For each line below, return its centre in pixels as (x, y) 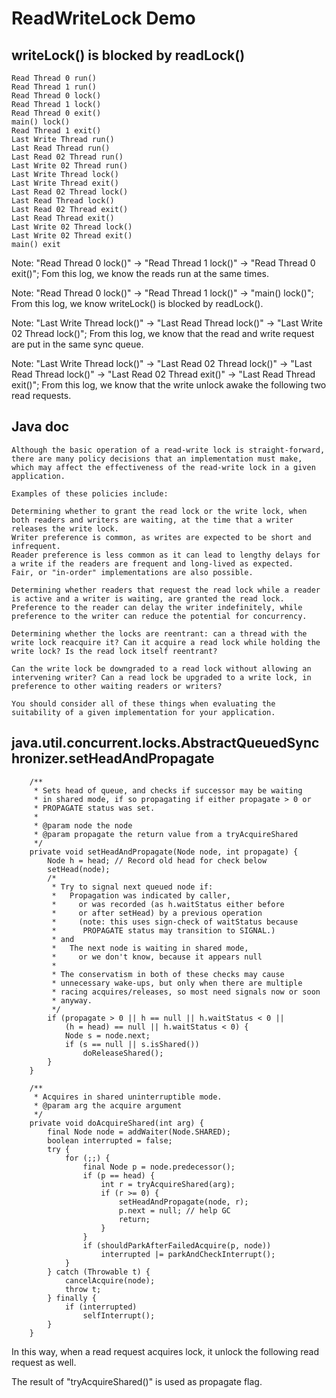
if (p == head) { (119, 1175)
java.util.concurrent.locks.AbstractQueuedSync (165, 743)
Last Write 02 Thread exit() (72, 236)
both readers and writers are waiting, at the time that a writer (152, 520)
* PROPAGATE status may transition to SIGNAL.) (163, 930)
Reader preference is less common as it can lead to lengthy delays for (166, 555)
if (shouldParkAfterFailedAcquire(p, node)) (177, 1245)
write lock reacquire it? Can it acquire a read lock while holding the (166, 642)
